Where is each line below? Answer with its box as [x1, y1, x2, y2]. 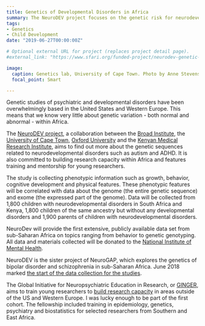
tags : [6, 20, 20, 26]
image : [6, 65, 23, 71]
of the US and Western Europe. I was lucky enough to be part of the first [6, 294, 188, 302]
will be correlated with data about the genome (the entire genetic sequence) [6, 187, 198, 194]
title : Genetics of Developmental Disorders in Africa [6, 9, 149, 15]
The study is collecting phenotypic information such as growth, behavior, [6, 174, 190, 182]
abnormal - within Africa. [6, 118, 69, 125]
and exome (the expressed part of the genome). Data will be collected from [6, 194, 196, 201]
